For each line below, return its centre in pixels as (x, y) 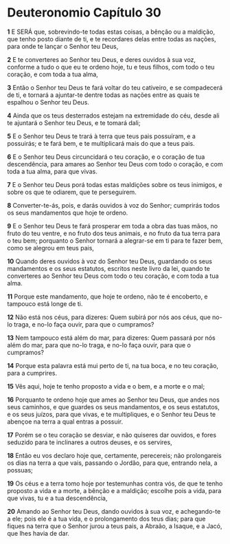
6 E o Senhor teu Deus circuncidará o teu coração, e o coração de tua (106, 157)
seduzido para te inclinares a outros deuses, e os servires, (90, 442)
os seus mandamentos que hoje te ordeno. (68, 213)
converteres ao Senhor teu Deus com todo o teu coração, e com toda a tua (113, 276)
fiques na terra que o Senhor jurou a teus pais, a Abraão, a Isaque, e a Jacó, (115, 526)
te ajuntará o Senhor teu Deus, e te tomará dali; (74, 122)
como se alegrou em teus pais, (51, 248)
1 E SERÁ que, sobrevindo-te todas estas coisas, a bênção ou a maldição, (111, 32)
